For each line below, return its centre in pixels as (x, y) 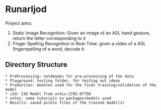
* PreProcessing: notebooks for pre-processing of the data (70, 76)
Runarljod (26, 9)
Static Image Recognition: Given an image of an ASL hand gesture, (82, 33)
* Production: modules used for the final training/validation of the (81, 85)
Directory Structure (36, 65)
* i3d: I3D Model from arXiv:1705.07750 (48, 94)
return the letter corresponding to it (49, 38)
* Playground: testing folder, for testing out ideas (63, 81)
